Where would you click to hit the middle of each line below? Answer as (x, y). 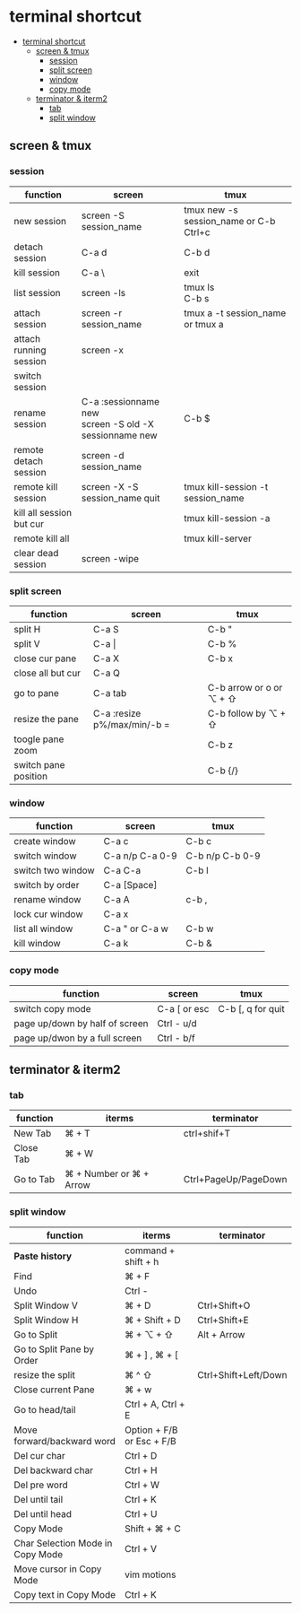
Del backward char (54, 1470)
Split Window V (46, 1305)
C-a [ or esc (183, 1008)
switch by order (47, 885)
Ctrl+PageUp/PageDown (235, 1180)
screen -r (102, 313)
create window (45, 841)
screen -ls (103, 292)
